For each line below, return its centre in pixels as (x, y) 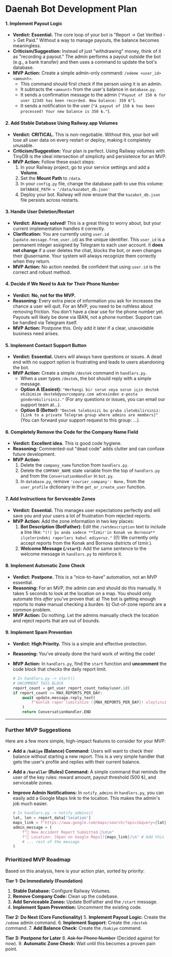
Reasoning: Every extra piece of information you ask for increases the (87, 301)
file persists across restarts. (50, 200)
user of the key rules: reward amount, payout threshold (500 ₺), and (84, 777)
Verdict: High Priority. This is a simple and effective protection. (80, 644)
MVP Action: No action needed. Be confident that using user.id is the (87, 266)
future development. (34, 454)
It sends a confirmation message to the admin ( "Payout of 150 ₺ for (93, 95)
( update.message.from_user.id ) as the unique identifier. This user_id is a (89, 239)
